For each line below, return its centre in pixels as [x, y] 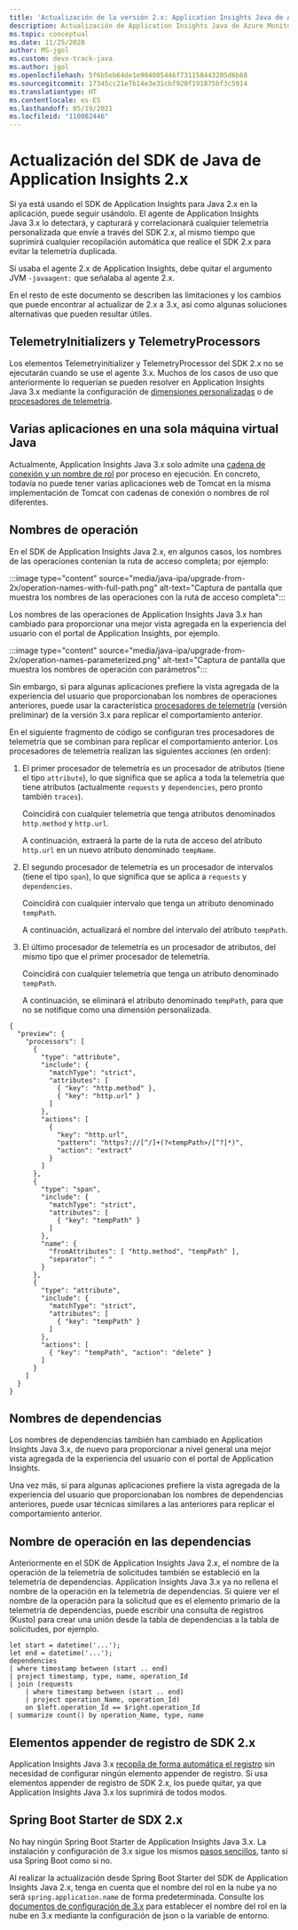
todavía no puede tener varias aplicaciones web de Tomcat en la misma [140, 483]
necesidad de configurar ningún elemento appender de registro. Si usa [139, 1773]
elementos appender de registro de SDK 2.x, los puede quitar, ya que [135, 1782]
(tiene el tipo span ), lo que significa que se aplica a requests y [134, 876]
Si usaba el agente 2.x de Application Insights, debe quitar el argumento [141, 268]
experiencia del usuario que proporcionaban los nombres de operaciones [143, 696]
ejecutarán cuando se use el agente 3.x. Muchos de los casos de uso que [144, 372]
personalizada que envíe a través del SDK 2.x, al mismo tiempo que [132, 233]
